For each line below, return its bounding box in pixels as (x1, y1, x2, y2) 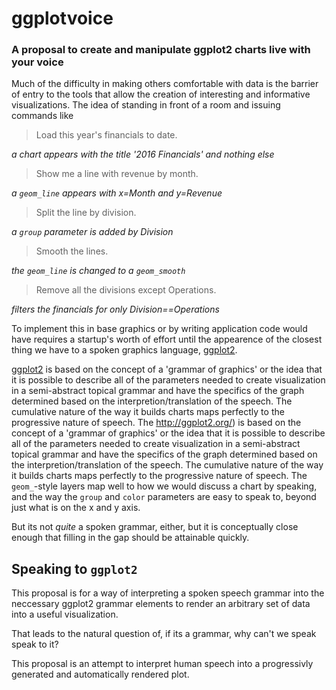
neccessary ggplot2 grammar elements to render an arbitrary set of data (11, 598, 311, 610)
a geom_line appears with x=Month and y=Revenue (11, 187, 223, 199)
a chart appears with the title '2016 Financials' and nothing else (11, 148, 275, 161)
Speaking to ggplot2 (11, 560, 138, 577)
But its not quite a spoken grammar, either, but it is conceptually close (11, 521, 299, 533)
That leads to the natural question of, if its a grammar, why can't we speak (11, 628, 317, 640)
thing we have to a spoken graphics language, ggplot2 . (11, 344, 238, 356)
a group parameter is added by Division (11, 226, 174, 238)
